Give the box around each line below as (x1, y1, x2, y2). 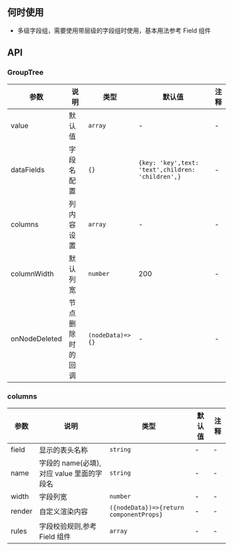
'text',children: (138, 166, 196, 173)
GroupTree (7, 68, 44, 78)
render (10, 506, 33, 516)
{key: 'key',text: (138, 159, 199, 166)
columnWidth (10, 269, 54, 279)
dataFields (10, 165, 45, 175)
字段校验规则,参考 (39, 521, 97, 531)
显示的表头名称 (39, 445, 88, 455)
